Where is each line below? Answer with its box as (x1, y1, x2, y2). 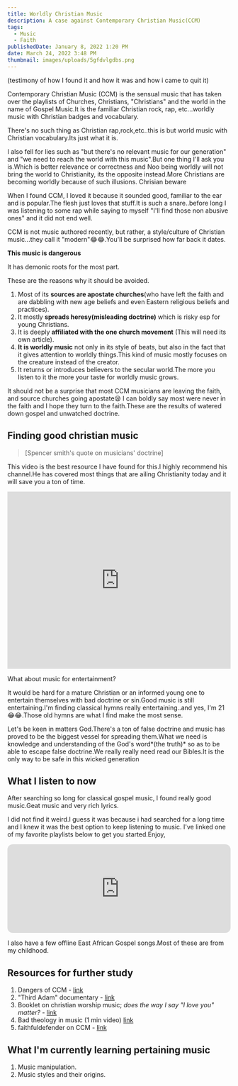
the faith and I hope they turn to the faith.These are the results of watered (7, 401, 222, 410)
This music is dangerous (7, 249, 81, 257)
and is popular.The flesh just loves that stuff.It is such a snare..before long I (7, 198, 227, 207)
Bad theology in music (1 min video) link (17, 1016, 134, 1024)
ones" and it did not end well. (7, 213, 93, 222)
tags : (7, 23, 23, 30)
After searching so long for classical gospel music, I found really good (7, 794, 212, 802)
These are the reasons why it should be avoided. (7, 276, 150, 284)
